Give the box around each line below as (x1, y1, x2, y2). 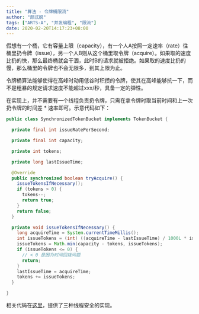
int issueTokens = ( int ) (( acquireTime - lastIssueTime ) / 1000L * (17, 235, 187, 242)
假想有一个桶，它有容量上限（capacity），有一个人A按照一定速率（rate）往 (6, 42, 188, 49)
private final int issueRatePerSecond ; (11, 127, 110, 133)
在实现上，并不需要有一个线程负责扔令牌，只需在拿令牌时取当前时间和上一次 (6, 97, 193, 104)
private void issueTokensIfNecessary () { (11, 225, 115, 230)
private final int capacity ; (11, 137, 84, 143)
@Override (11, 169, 36, 175)
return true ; (21, 197, 54, 203)
